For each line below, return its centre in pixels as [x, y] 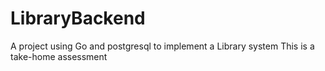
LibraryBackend [78, 18]
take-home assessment [59, 56]
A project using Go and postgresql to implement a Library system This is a [162, 46]
